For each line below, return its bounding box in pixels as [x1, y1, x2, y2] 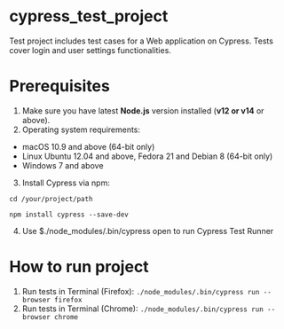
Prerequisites [9, 76, 111, 97]
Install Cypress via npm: [21, 177, 111, 188]
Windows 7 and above [21, 160, 104, 170]
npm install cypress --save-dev [9, 210, 129, 219]
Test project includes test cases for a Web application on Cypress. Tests [9, 35, 273, 46]
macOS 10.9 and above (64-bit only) [21, 141, 155, 152]
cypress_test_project [9, 6, 169, 27]
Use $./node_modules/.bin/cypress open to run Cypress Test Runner [21, 225, 274, 236]
